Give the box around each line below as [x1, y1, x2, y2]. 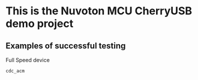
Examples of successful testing [5, 41, 126, 51]
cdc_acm [5, 68, 25, 74]
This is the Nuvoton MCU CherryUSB [5, 4, 193, 18]
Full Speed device [5, 57, 50, 63]
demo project [5, 17, 74, 30]
